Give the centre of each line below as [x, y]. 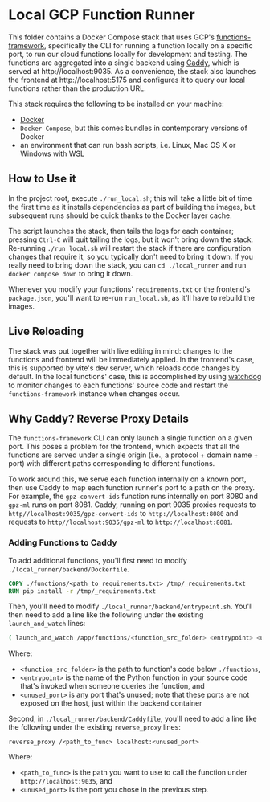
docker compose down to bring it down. [71, 273]
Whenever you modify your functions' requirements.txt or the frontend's [129, 289]
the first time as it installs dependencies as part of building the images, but [132, 207]
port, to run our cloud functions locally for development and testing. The [128, 54]
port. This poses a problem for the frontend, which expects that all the [124, 447]
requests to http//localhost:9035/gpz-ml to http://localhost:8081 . [121, 522]
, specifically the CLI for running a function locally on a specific [148, 45]
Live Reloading [46, 331]
